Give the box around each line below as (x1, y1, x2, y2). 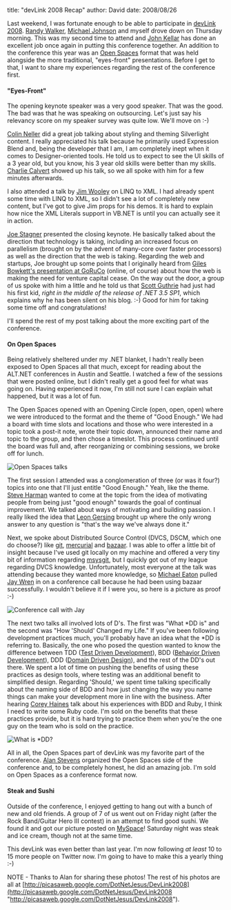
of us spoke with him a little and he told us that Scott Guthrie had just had (7, 281, 216, 290)
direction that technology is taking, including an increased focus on (7, 238, 199, 246)
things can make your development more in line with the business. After (7, 692, 211, 701)
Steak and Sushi (7, 787, 55, 795)
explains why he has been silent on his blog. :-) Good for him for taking (7, 296, 209, 305)
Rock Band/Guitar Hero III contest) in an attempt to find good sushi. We (7, 817, 209, 825)
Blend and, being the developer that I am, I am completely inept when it (7, 144, 210, 153)
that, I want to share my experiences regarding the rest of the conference (7, 64, 216, 71)
